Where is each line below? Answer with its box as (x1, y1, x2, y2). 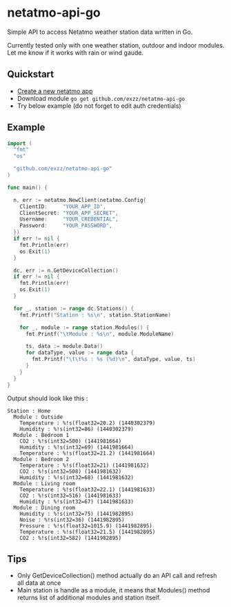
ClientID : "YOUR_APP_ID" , (19, 203, 107, 210)
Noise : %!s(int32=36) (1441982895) (19, 516, 125, 523)
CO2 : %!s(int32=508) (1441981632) (19, 468, 122, 475)
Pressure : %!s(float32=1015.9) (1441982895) (19, 522, 153, 530)
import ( (7, 140, 32, 147)
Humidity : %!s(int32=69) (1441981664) (19, 444, 134, 451)
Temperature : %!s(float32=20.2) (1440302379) (19, 420, 156, 427)
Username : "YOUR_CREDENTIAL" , (19, 216, 119, 223)
